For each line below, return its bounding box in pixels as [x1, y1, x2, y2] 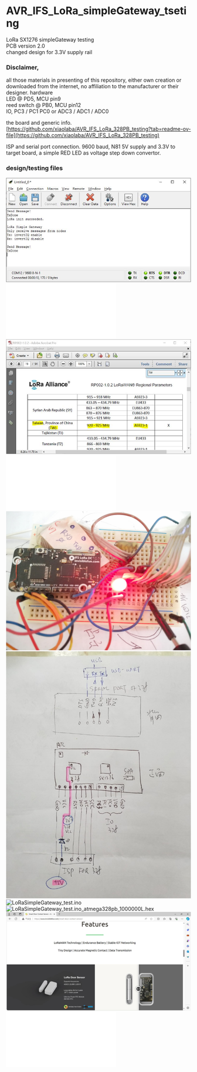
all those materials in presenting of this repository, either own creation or [6, 76, 182, 84]
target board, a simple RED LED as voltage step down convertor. [6, 149, 161, 156]
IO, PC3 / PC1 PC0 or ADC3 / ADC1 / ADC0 [6, 108, 109, 115]
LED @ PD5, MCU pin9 [6, 95, 61, 102]
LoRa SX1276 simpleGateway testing [6, 36, 94, 43]
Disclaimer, [6, 63, 39, 71]
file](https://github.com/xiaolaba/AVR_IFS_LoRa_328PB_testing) [6, 132, 160, 139]
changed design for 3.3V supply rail [6, 48, 93, 55]
